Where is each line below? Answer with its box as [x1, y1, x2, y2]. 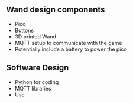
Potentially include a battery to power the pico [14, 46, 127, 53]
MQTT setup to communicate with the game [14, 39, 122, 46]
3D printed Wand [14, 33, 57, 40]
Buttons [14, 27, 34, 34]
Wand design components [6, 5, 105, 15]
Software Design [6, 63, 69, 73]
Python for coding [14, 78, 59, 85]
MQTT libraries [14, 85, 51, 92]
